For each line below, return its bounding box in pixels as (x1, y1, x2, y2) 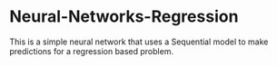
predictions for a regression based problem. (9, 45, 174, 56)
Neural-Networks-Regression (9, 6, 239, 27)
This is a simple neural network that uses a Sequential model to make (9, 36, 269, 47)
